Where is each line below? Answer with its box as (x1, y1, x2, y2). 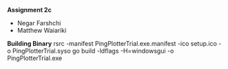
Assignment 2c (7, 6, 52, 14)
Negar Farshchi (17, 19, 61, 27)
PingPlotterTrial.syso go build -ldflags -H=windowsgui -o (12, 47, 174, 55)
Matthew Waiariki (17, 27, 67, 34)
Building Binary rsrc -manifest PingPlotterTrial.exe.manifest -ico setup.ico (7, 40, 217, 47)
